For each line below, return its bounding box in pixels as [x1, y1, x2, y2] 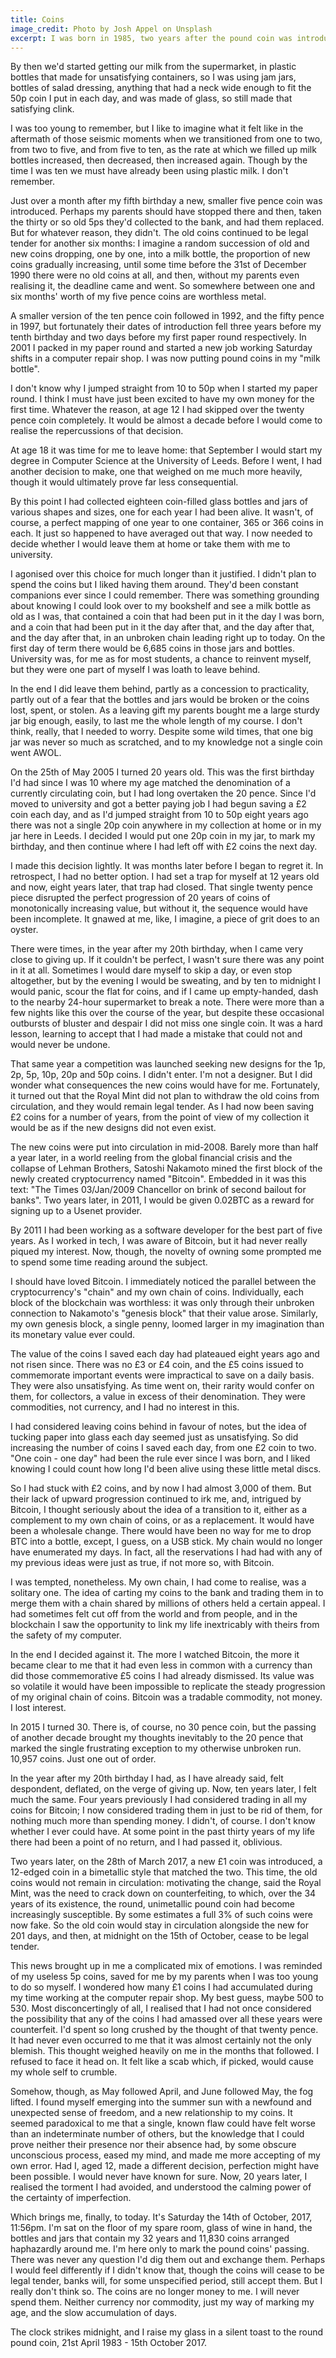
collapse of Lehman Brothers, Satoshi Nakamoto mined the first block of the [10, 1162, 323, 1175]
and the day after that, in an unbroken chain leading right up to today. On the [10, 632, 326, 644]
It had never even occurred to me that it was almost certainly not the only [10, 2034, 312, 2046]
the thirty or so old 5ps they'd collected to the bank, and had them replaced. [10, 216, 325, 228]
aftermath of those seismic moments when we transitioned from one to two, [10, 133, 323, 145]
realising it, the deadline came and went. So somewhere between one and [10, 280, 316, 292]
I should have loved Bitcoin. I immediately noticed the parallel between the [10, 1276, 317, 1288]
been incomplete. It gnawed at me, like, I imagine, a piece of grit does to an [10, 913, 320, 925]
